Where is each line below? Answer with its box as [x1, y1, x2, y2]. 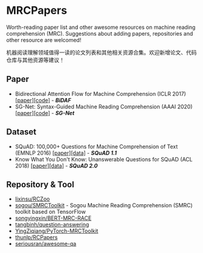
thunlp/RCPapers [14, 234, 58, 241]
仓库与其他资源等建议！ [6, 56, 65, 63]
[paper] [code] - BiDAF [14, 96, 71, 104]
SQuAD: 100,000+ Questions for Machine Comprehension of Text [14, 143, 178, 150]
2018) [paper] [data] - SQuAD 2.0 [14, 162, 98, 169]
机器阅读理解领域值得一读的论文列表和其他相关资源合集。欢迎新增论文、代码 [6, 49, 197, 56]
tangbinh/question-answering [14, 221, 89, 228]
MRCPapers [6, 4, 68, 17]
